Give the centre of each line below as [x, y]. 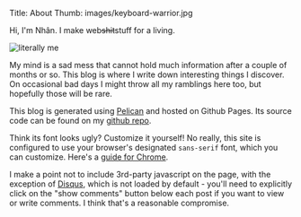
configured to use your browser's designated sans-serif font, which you [144, 148]
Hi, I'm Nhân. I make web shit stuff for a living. [92, 30]
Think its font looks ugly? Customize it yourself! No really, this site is [135, 138]
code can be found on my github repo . [80, 121]
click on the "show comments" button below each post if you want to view [147, 193]
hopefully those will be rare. [61, 94]
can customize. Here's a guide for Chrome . [89, 157]
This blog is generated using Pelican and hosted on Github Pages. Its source [150, 111]
